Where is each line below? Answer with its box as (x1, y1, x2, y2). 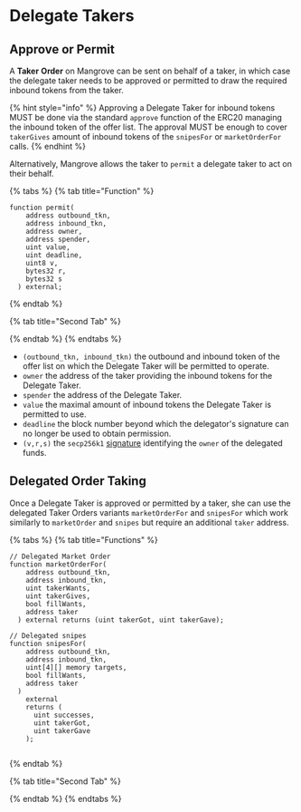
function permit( (9, 203, 75, 212)
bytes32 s (25, 275, 63, 284)
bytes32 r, (25, 266, 67, 275)
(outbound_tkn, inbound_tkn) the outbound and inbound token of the (22, 351, 280, 362)
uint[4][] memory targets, (25, 662, 127, 672)
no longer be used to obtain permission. (22, 428, 172, 439)
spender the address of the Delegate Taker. (22, 390, 183, 400)
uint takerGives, (25, 591, 91, 601)
